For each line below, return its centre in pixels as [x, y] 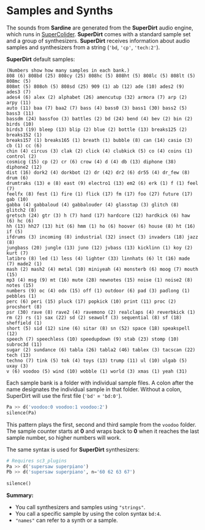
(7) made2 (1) [24, 264]
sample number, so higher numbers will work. [64, 437]
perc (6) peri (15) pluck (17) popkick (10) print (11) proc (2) [91, 302]
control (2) [21, 156]
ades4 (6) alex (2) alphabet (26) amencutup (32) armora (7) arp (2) [97, 97]
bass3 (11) [20, 113]
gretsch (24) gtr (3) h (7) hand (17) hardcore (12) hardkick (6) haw [98, 216]
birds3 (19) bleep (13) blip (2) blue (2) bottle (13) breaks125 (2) [97, 130]
